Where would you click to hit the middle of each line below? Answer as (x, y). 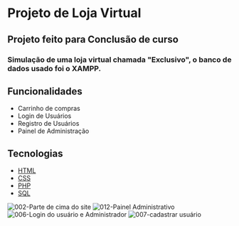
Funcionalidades (45, 91)
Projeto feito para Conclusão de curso (93, 39)
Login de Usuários (44, 116)
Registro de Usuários (48, 124)
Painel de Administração (53, 131)
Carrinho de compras (49, 109)
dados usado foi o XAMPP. (54, 68)
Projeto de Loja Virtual (74, 13)
